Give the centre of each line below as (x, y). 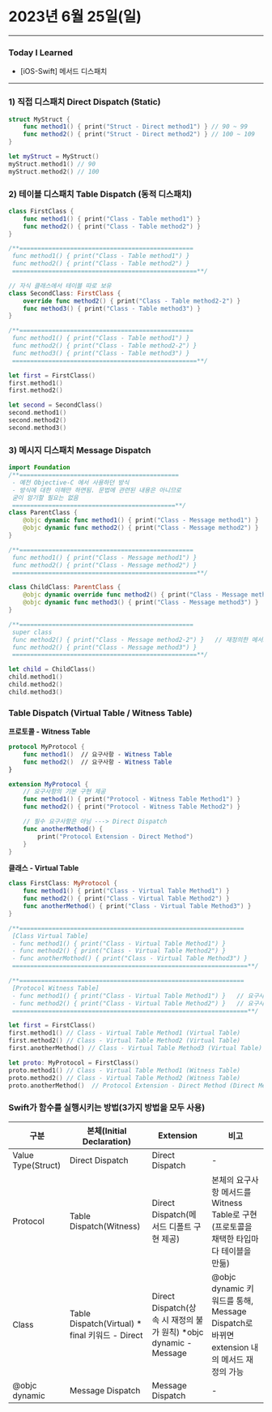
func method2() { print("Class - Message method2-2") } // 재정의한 (130, 639)
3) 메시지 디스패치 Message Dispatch (80, 450)
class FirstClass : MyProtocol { (63, 884)
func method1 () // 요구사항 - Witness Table (98, 754)
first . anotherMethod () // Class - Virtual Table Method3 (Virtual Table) (136, 1048)
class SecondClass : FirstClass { (65, 293)
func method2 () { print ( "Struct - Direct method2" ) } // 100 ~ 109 (139, 135)
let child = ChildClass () (52, 669)
